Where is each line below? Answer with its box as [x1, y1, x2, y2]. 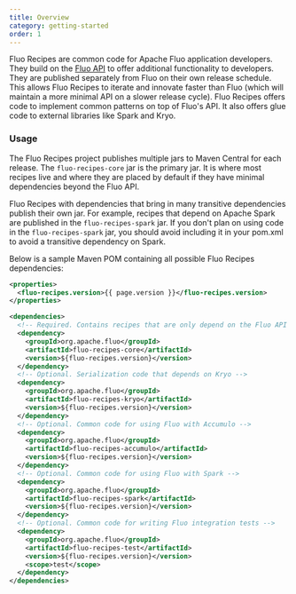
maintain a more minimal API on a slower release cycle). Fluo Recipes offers [9, 91, 285, 102]
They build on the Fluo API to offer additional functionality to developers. [9, 63, 275, 74]
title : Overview [9, 12, 69, 22]
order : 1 [9, 29, 42, 38]
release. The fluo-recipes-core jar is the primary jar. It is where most [9, 162, 261, 173]
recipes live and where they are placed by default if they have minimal [9, 171, 265, 182]
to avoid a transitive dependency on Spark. [9, 236, 167, 247]
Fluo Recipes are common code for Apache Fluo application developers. [9, 54, 273, 65]
